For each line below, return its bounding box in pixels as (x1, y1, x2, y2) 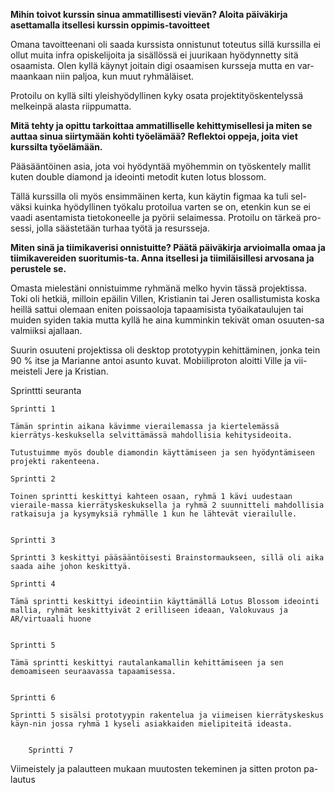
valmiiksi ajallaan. (10, 325, 83, 336)
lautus (10, 774, 36, 785)
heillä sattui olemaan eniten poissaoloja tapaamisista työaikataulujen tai (10, 304, 304, 315)
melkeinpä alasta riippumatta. (10, 100, 132, 112)
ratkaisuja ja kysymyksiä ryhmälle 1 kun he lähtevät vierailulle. (10, 509, 298, 519)
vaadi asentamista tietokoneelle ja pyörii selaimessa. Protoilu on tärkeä (10, 212, 302, 223)
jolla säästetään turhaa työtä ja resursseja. (36, 222, 210, 234)
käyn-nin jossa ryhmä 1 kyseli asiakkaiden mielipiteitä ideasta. (10, 719, 293, 729)
